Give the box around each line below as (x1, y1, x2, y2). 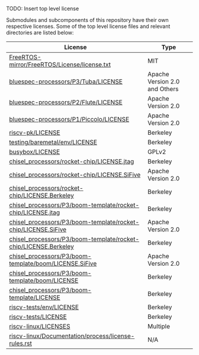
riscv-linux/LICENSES (9, 322, 70, 330)
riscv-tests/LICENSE (9, 313, 67, 321)
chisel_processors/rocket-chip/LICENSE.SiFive (9, 171, 141, 179)
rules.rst (9, 340, 33, 347)
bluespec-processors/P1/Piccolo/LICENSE (9, 115, 130, 123)
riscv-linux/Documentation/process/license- (9, 332, 135, 340)
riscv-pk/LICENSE (9, 128, 60, 137)
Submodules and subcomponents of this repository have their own (6, 17, 169, 23)
